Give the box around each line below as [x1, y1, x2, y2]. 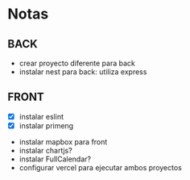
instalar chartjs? [19, 145, 73, 155]
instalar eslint [19, 111, 64, 121]
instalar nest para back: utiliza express [19, 67, 147, 77]
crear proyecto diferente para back [19, 58, 136, 68]
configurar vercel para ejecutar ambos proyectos [19, 162, 183, 172]
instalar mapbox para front [19, 136, 108, 146]
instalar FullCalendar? [19, 154, 92, 164]
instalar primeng [19, 120, 74, 130]
